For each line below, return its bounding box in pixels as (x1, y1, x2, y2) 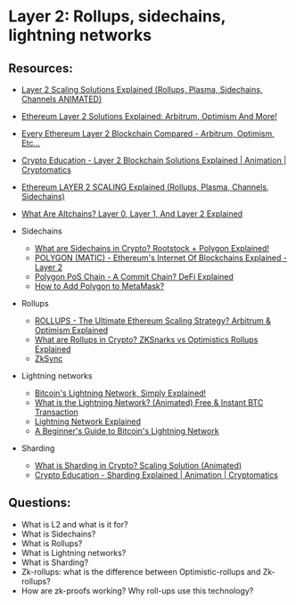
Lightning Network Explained (34, 416, 142, 427)
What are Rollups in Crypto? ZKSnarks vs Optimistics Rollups (34, 334, 259, 345)
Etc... (21, 138, 41, 148)
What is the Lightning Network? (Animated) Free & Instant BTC (34, 397, 264, 407)
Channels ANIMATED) (21, 94, 103, 104)
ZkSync (34, 354, 63, 364)
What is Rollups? (21, 537, 83, 549)
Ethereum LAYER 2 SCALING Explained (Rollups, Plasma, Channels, (21, 182, 269, 192)
